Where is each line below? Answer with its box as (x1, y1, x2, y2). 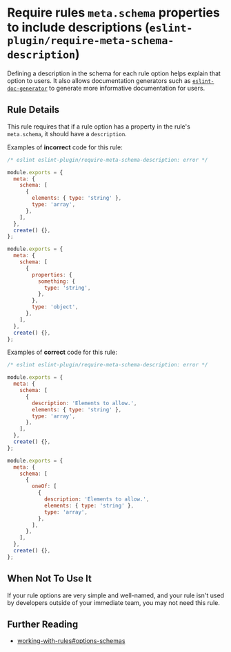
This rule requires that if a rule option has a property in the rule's (7, 122, 191, 131)
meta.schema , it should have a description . (7, 129, 128, 138)
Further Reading (7, 618, 79, 630)
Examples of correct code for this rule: (7, 348, 117, 357)
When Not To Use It (7, 572, 92, 585)
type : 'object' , (32, 304, 79, 310)
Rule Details (7, 104, 60, 115)
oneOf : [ (32, 483, 57, 490)
